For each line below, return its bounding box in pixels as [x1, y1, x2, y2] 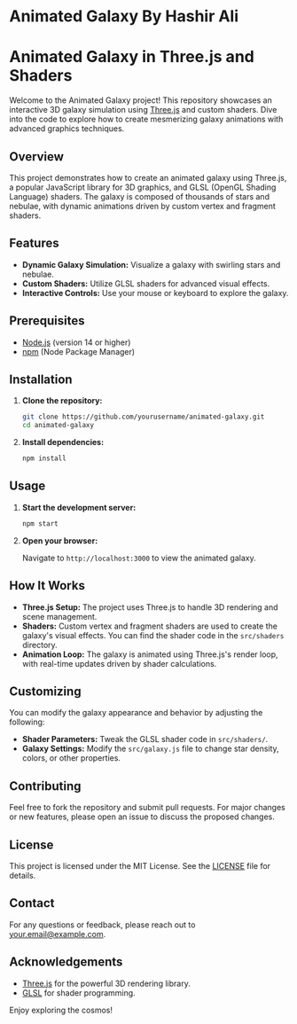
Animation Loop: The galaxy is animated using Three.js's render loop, [21, 649, 278, 660]
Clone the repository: [21, 395, 103, 406]
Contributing [9, 778, 82, 793]
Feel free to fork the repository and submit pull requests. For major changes [9, 802, 285, 813]
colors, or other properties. [21, 753, 121, 763]
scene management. [21, 611, 98, 621]
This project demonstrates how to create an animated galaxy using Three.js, [9, 172, 287, 183]
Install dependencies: [21, 437, 105, 448]
